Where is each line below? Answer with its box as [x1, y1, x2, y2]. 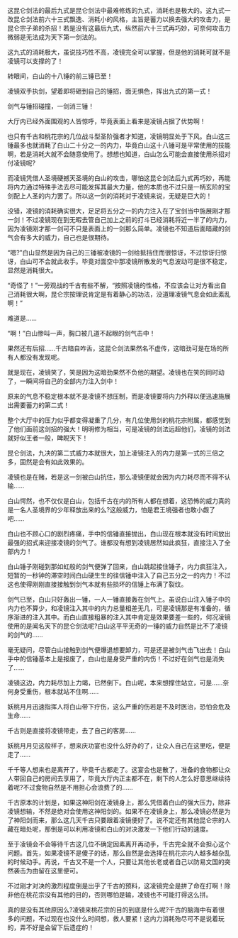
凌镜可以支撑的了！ [7, 57, 64, 65]
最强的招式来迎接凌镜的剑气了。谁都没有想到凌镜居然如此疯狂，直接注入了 [7, 539, 225, 546]
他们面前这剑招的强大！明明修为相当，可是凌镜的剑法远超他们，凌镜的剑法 [13, 425, 231, 433]
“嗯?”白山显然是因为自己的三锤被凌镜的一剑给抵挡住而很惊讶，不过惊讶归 [7, 248, 221, 257]
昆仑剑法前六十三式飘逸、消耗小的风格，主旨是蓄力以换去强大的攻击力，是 [13, 15, 231, 23]
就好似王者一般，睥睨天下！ [7, 434, 89, 442]
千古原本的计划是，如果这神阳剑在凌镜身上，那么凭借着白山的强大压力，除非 [7, 798, 231, 807]
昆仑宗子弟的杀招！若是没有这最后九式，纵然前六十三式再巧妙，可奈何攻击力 [7, 24, 231, 32]
